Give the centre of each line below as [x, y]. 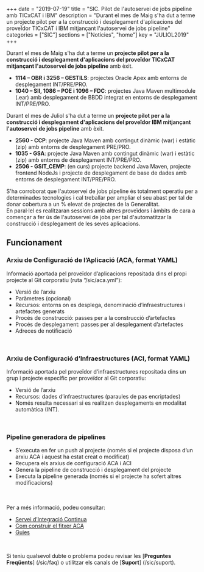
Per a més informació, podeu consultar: [56, 508]
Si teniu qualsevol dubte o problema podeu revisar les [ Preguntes [89, 556]
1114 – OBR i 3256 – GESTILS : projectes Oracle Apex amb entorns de [101, 78]
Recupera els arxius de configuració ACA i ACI [73, 463]
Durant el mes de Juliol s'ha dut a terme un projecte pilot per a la [88, 116]
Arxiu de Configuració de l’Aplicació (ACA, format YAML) [92, 260]
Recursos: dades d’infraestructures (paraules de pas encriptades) [98, 396]
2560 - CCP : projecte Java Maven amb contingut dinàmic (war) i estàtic [105, 140]
